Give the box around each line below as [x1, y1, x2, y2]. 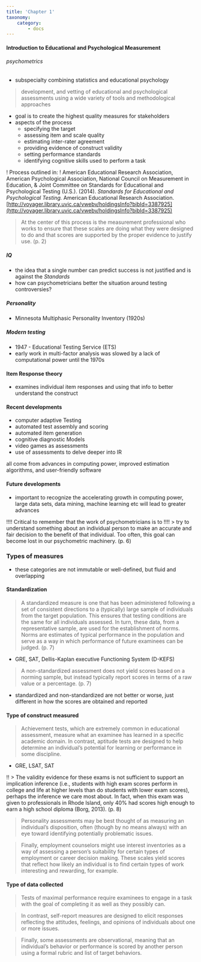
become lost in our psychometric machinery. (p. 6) [6, 537, 132, 544]
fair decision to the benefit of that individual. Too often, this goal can [6, 531, 175, 538]
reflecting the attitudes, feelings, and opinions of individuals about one [20, 919, 196, 926]
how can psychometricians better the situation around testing [14, 280, 167, 287]
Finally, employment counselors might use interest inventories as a [20, 841, 186, 849]
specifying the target [23, 125, 76, 133]
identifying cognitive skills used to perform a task [23, 157, 146, 164]
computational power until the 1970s [14, 356, 105, 363]
